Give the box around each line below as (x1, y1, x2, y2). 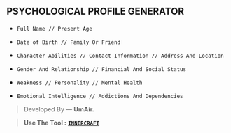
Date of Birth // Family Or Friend (16, 38, 121, 46)
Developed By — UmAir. (23, 104, 95, 114)
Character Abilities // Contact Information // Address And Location (16, 52, 225, 59)
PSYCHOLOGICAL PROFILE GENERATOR (6, 6, 185, 17)
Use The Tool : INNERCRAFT (23, 118, 99, 127)
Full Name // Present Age (16, 25, 92, 32)
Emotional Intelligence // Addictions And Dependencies (16, 93, 183, 100)
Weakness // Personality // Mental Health (16, 79, 143, 86)
